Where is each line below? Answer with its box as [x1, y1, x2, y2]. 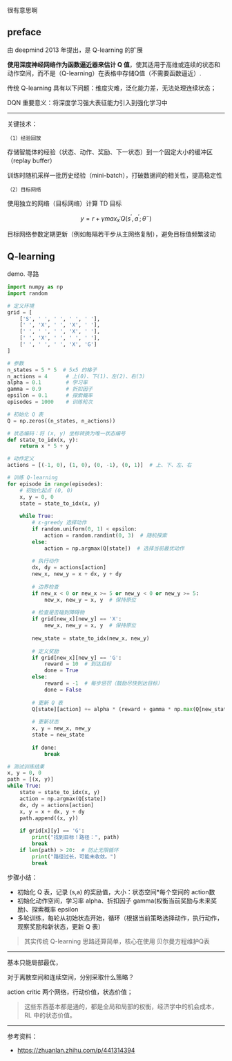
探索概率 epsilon [31, 905, 79, 913]
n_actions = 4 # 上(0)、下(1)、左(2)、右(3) [7, 373, 146, 380]
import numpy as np [7, 284, 64, 290]
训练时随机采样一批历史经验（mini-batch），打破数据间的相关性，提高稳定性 [7, 171, 223, 179]
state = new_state [32, 732, 85, 739]
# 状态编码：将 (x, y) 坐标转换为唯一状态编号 [7, 430, 126, 437]
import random [7, 290, 48, 297]
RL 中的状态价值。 [23, 1011, 76, 1019]
